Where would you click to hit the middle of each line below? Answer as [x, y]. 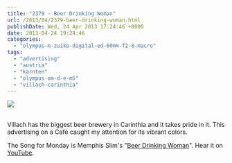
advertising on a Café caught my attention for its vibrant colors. [98, 132]
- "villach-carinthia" [46, 85]
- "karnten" [31, 71]
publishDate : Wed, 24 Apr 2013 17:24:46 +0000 [75, 26]
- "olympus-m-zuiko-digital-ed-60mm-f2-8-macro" [85, 46]
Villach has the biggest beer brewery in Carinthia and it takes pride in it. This [116, 125]
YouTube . [21, 153]
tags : [15, 53]
